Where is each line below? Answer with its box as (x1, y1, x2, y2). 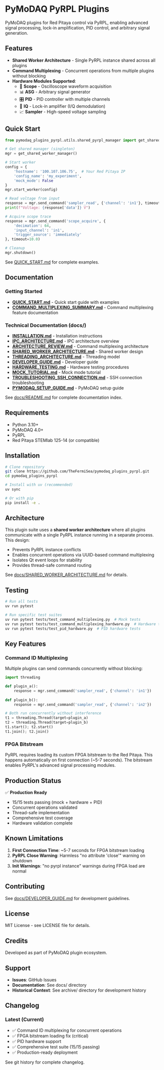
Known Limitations (5, 834, 63, 843)
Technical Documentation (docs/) (5, 322, 86, 329)
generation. (5, 30, 28, 36)
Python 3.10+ (12, 421, 39, 427)
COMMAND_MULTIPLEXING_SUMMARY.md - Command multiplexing (12, 304, 154, 310)
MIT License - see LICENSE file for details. (5, 923, 90, 928)
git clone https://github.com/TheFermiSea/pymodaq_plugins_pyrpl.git (5, 469, 150, 474)
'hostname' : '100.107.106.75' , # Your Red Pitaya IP (14, 169, 125, 174)
